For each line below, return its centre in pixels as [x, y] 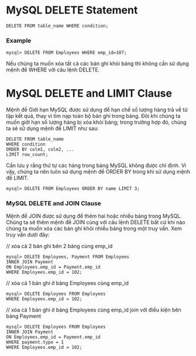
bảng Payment [24, 316]
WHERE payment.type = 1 [35, 343]
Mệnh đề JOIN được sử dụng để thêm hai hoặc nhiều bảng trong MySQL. [94, 216]
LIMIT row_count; [27, 155]
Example [19, 40]
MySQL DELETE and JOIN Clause [54, 204]
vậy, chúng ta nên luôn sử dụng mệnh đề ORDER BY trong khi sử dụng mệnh [98, 172]
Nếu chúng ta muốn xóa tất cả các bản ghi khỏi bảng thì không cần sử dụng [97, 64]
